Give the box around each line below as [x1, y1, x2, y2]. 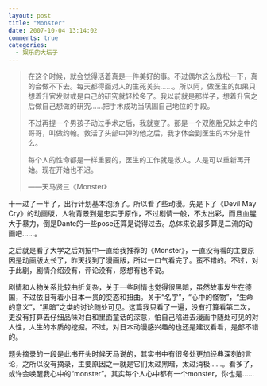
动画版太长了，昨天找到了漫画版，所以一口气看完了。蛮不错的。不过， [21, 255, 252, 265]
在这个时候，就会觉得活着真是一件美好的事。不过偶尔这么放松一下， [27, 72, 251, 80]
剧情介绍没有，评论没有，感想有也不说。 [35, 266, 168, 275]
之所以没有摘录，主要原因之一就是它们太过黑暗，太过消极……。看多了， [21, 359, 257, 368]
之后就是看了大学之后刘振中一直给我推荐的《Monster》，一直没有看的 [8, 246, 234, 255]
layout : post [8, 11, 52, 20]
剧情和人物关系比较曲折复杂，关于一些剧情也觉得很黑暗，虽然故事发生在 [8, 283, 245, 291]
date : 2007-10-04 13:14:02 [8, 26, 98, 34]
